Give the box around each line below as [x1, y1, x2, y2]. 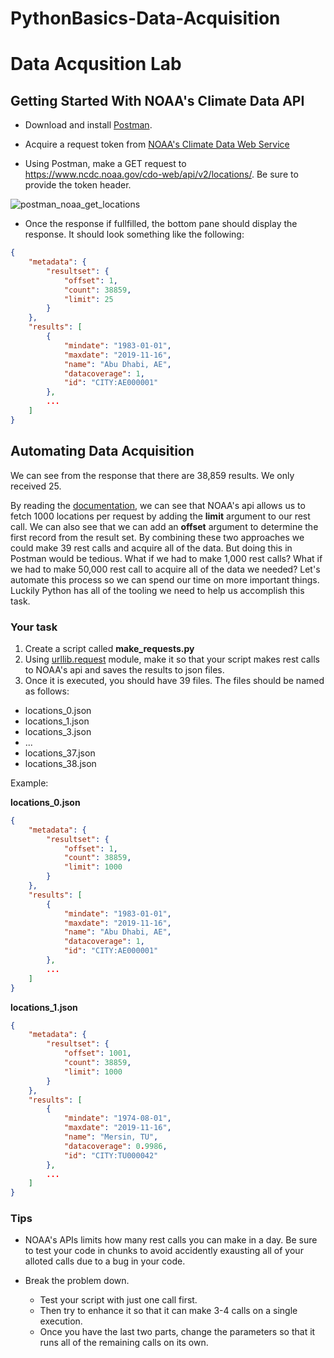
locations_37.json [24, 747, 96, 759]
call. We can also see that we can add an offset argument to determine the [10, 520, 319, 532]
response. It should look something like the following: [24, 228, 245, 241]
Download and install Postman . [24, 119, 153, 131]
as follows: [24, 685, 70, 697]
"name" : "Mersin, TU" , [63, 1132, 159, 1142]
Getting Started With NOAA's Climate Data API [10, 92, 305, 109]
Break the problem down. [24, 1275, 130, 1287]
